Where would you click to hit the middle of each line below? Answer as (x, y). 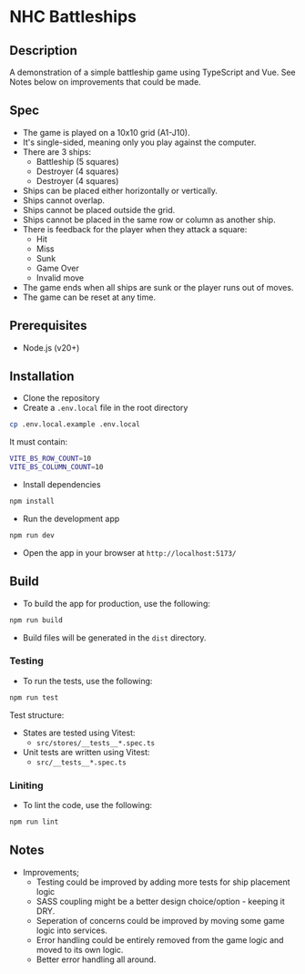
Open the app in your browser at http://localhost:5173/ (129, 552)
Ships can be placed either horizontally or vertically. (120, 190)
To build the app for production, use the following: (117, 603)
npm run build (36, 620)
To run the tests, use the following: (87, 681)
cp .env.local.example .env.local (75, 425)
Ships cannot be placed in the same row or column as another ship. (149, 220)
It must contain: (39, 442)
